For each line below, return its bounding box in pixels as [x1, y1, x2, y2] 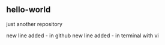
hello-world [6, 5, 51, 15]
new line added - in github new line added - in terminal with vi [6, 32, 159, 39]
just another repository [6, 20, 63, 27]
